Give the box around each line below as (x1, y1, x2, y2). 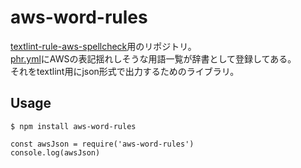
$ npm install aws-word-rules (10, 121, 137, 131)
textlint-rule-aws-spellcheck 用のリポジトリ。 (10, 40, 197, 52)
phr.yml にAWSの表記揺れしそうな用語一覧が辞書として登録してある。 (10, 52, 297, 65)
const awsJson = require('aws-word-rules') (10, 139, 195, 149)
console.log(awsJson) (10, 147, 101, 158)
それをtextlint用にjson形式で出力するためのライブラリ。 (10, 65, 240, 77)
